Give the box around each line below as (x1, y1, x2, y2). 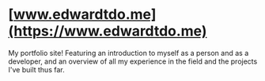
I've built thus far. (8, 64, 65, 74)
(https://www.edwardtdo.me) (8, 22, 207, 40)
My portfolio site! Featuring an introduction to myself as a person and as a (8, 48, 249, 57)
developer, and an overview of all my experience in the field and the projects (8, 57, 258, 66)
